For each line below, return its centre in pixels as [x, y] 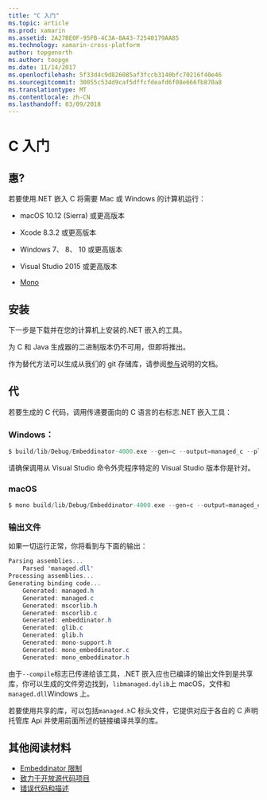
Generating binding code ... [55, 583]
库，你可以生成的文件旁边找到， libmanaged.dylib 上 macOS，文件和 [119, 683]
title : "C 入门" [34, 16]
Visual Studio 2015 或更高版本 [68, 267]
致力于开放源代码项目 [54, 779]
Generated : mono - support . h [67, 643]
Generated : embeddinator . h [67, 620]
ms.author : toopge [39, 60]
